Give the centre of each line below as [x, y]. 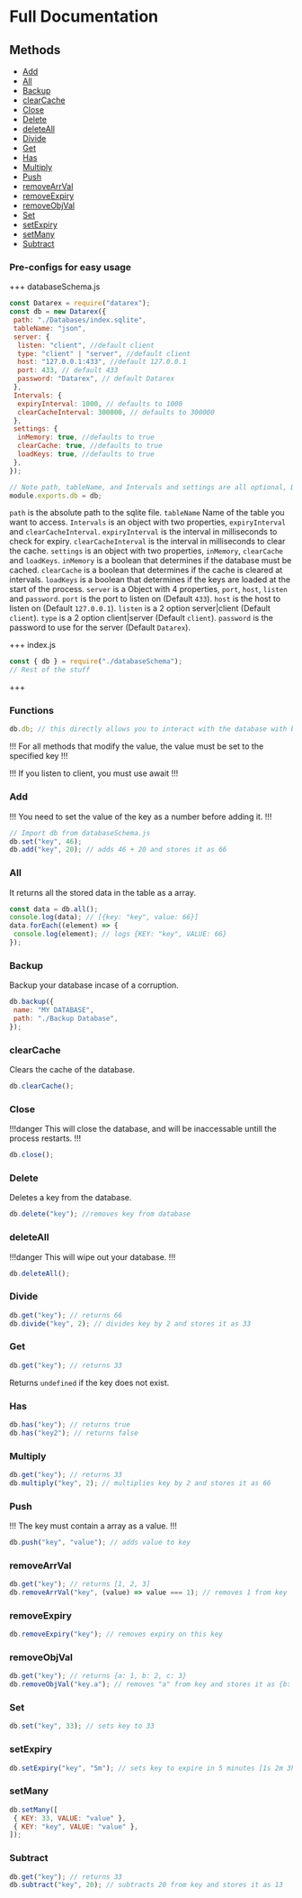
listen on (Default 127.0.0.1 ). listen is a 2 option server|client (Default [140, 608]
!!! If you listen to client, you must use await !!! [94, 773]
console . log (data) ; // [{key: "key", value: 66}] [104, 917]
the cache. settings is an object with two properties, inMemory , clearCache [146, 551]
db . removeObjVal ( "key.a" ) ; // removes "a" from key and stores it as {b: [151, 1684]
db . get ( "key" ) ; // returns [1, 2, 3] [80, 1584]
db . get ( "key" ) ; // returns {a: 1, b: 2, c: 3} [98, 1676]
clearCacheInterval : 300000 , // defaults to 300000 [116, 412]
